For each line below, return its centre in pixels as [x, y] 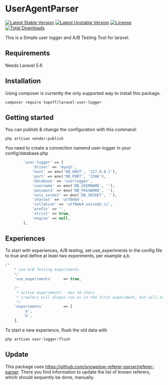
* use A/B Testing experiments [47, 270]
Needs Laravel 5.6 [24, 65]
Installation [23, 81]
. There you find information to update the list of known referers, [84, 372]
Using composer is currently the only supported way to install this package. [83, 93]
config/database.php [27, 153]
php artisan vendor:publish [34, 139]
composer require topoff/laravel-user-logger [53, 102]
